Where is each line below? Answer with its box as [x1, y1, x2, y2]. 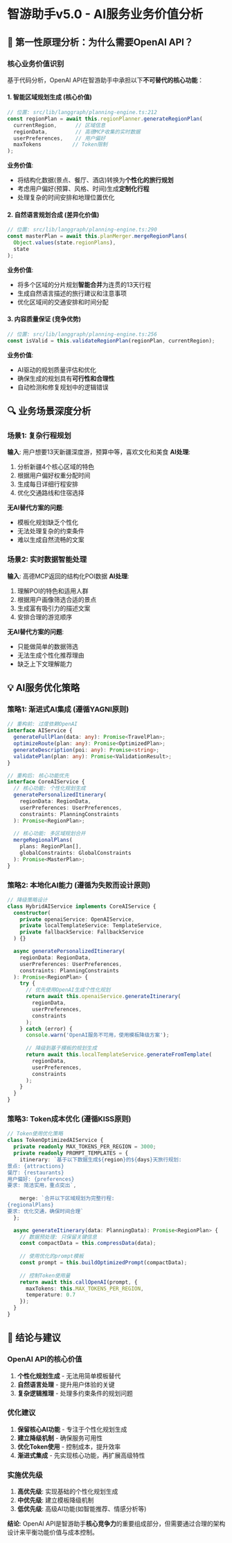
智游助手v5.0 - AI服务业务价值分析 [7, 6, 204, 22]
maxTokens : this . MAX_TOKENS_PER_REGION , [25, 1285, 144, 1292]
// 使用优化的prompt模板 [19, 1252, 84, 1260]
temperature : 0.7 [25, 1291, 76, 1298]
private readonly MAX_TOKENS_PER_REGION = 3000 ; [13, 1143, 157, 1150]
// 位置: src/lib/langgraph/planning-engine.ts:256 [7, 331, 157, 338]
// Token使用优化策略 [7, 1130, 64, 1137]
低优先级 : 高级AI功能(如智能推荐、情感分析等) [17, 1505, 147, 1513]
